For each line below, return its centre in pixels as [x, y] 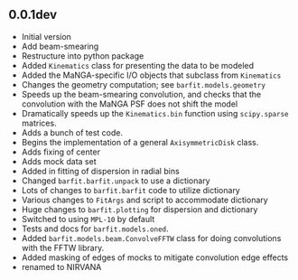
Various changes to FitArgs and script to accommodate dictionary [144, 200]
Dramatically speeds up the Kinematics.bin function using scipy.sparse [155, 113]
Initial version [46, 36]
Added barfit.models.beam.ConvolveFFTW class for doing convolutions [151, 238]
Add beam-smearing [60, 46]
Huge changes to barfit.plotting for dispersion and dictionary [140, 209]
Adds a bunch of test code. [72, 132]
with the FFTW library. [63, 247]
